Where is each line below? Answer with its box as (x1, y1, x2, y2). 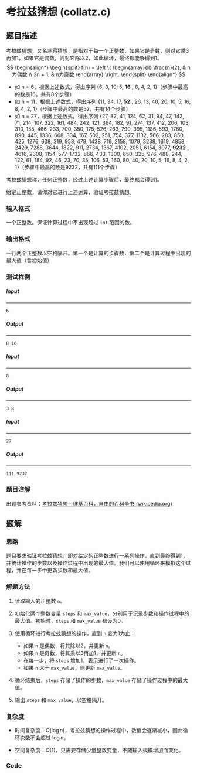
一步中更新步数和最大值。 (31, 567, 94, 574)
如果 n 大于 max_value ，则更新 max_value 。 (23, 664, 126, 671)
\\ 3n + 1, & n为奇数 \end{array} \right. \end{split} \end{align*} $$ (28, 71, 186, 78)
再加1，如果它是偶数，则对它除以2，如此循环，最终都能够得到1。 (6, 54, 162, 62)
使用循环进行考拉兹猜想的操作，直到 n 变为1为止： (14, 629, 136, 636)
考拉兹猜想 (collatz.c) (6, 5, 111, 19)
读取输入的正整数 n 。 (14, 597, 66, 604)
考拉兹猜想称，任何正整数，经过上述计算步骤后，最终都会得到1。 (6, 176, 162, 183)
